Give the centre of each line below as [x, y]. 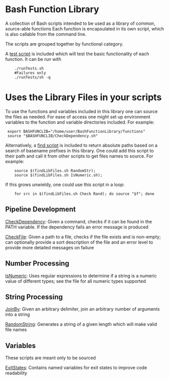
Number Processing [37, 264]
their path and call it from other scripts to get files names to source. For [79, 156]
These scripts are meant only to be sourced [50, 358]
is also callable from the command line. [46, 34]
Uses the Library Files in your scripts [83, 98]
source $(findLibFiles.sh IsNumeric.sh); [58, 175]
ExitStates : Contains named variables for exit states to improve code [76, 368]
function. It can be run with [33, 59]
